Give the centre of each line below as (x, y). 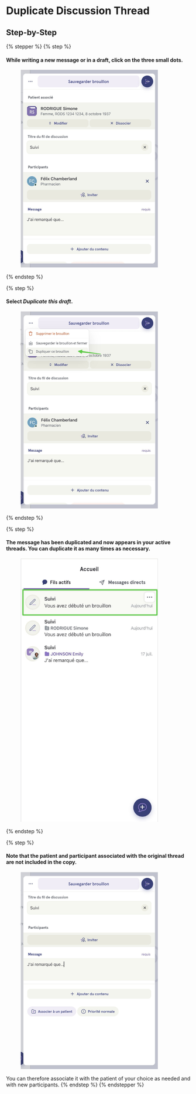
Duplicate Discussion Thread (78, 11)
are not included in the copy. (42, 862)
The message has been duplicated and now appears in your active (88, 543)
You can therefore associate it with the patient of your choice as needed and (98, 1078)
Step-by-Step (32, 33)
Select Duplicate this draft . (39, 301)
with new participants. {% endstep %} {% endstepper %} (75, 1085)
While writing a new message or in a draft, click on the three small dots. (94, 60)
